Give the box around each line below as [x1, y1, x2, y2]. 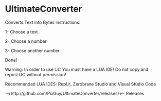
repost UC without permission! [5, 71, 67, 77]
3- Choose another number [5, 48, 60, 53]
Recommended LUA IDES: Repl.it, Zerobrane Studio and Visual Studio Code [5, 81, 157, 87]
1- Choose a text [5, 29, 38, 34]
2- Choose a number [5, 38, 47, 44]
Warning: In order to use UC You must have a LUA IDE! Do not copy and [5, 67, 149, 72]
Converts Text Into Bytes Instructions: [5, 19, 81, 25]
